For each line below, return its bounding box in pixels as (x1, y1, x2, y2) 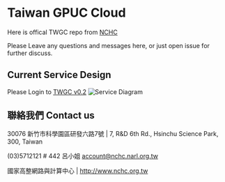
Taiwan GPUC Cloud (7, 5, 127, 21)
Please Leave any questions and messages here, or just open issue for (7, 41, 210, 50)
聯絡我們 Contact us (7, 109, 95, 121)
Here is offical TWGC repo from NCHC (7, 28, 118, 36)
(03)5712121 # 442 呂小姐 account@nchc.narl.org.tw (7, 151, 159, 160)
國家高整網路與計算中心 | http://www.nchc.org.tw (7, 166, 148, 175)
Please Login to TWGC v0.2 (7, 87, 87, 96)
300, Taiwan (7, 137, 43, 146)
